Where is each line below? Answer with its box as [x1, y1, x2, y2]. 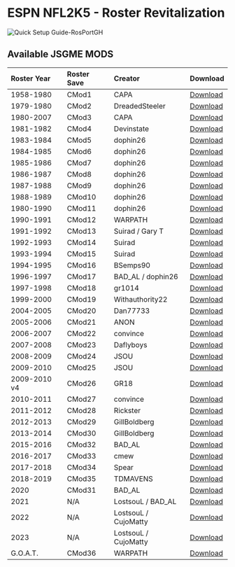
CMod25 [66, 363, 97, 372]
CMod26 [66, 378, 97, 388]
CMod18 [66, 283, 97, 293]
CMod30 [66, 428, 97, 438]
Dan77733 [113, 306, 150, 316]
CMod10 [66, 192, 97, 202]
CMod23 [66, 339, 97, 349]
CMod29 [66, 416, 97, 426]
